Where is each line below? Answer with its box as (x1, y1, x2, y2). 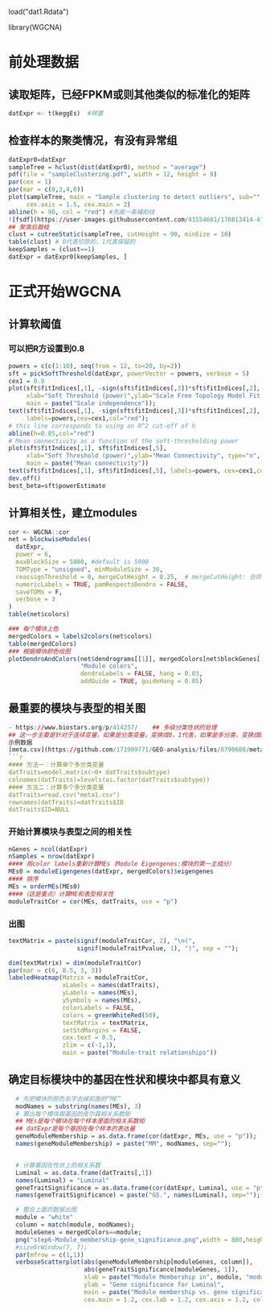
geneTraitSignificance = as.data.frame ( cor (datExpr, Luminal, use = (15, 1184, 250, 1192)
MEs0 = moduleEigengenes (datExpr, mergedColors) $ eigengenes (8, 867, 215, 876)
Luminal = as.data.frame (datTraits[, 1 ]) (15, 1168, 153, 1177)
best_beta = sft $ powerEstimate (8, 482, 106, 490)
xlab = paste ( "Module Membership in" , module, (84, 1273, 243, 1281)
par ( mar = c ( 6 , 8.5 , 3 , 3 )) (8, 966, 103, 974)
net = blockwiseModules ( (8, 536, 92, 544)
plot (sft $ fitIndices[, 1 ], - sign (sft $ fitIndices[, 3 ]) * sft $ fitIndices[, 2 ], (8, 384, 261, 393)
